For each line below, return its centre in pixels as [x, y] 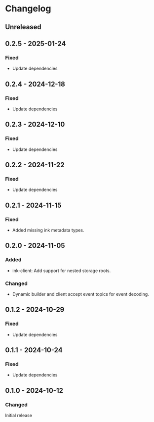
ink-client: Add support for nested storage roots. [61, 271]
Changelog [28, 9]
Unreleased [23, 27]
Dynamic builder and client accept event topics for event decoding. [80, 294]
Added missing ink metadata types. [48, 230]
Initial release [19, 416]
